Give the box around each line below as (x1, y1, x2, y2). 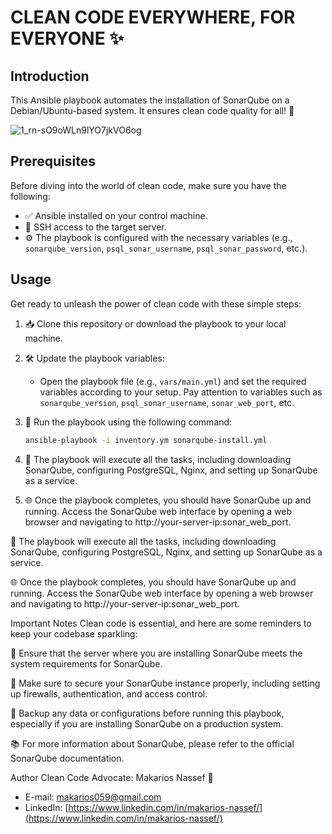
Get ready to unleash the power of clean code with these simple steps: (10, 297, 302, 310)
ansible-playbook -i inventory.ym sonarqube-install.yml (24, 435, 268, 445)
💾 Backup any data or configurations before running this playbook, (10, 707, 285, 719)
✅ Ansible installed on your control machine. (24, 209, 208, 221)
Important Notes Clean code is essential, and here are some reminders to (10, 617, 312, 629)
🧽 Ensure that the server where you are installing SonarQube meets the (10, 647, 303, 659)
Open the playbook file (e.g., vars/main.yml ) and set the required (39, 375, 307, 387)
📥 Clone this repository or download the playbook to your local (24, 317, 287, 330)
